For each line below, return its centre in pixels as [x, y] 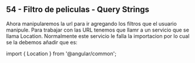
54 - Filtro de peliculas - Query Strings [78, 10]
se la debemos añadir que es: [42, 42]
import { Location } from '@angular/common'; [61, 53]
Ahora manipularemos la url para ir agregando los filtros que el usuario [92, 23]
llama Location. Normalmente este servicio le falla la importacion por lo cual [98, 36]
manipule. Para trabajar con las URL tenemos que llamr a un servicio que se [98, 30]
